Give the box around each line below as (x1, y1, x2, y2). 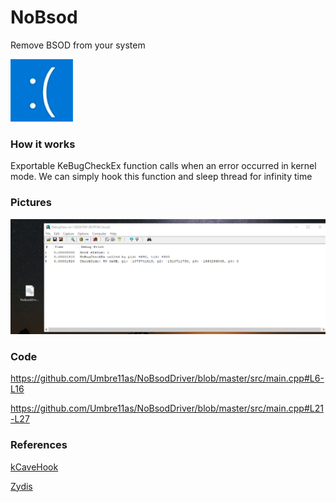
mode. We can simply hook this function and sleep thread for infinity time (10, 171, 313, 183)
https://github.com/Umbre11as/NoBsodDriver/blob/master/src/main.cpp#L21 (10, 402, 324, 415)
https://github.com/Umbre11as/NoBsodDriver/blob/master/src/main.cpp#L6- (10, 372, 325, 385)
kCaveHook (10, 461, 59, 473)
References (10, 438, 68, 452)
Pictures (10, 196, 53, 210)
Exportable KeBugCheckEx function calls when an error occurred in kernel (10, 160, 317, 172)
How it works (10, 137, 76, 151)
